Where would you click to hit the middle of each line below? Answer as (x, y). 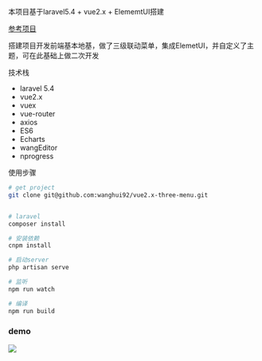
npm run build (32, 311)
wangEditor (39, 147)
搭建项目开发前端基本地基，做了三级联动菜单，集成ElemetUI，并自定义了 (128, 45)
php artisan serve (39, 268)
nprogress (37, 156)
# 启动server (29, 260)
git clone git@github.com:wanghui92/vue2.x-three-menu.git (108, 195)
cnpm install (30, 245)
